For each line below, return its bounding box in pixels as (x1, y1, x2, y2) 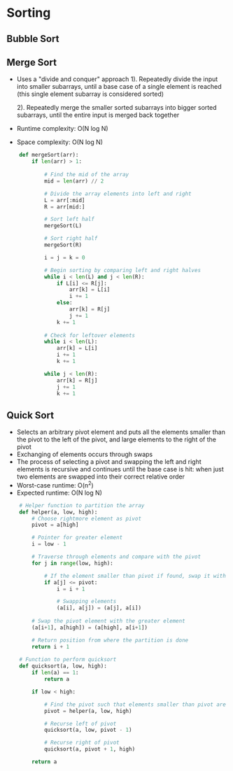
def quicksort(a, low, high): (19, 663, 108, 670)
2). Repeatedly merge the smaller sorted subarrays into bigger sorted (16, 104, 217, 112)
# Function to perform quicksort (19, 656, 117, 663)
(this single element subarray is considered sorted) (16, 90, 164, 99)
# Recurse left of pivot (43, 720, 117, 727)
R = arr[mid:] (43, 203, 85, 211)
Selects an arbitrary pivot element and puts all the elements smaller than (16, 428, 225, 437)
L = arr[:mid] (43, 197, 85, 204)
